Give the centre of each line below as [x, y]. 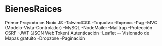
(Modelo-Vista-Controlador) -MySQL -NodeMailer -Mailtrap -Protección [79, 27]
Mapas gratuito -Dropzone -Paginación [45, 38]
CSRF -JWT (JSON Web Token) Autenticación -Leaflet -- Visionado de [77, 33]
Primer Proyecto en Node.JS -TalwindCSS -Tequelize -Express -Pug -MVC [81, 23]
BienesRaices [34, 9]
